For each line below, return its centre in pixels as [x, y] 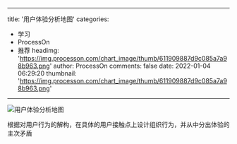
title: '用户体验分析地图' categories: [58, 19]
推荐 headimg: [38, 50]
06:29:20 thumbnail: [47, 73]
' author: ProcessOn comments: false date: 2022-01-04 [130, 66]
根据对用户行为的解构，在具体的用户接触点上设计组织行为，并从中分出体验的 [119, 125]
